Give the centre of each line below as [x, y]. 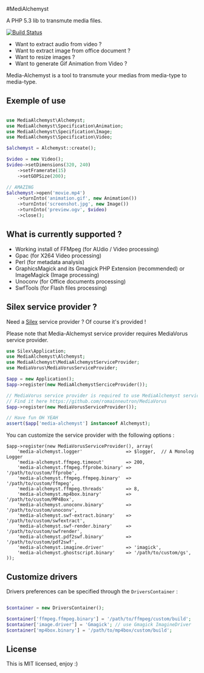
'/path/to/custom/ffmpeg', [40, 484]
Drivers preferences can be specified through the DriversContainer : [92, 591]
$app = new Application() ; [40, 379]
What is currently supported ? [64, 235]
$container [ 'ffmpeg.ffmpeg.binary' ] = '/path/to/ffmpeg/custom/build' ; [99, 619]
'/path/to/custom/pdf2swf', [42, 542]
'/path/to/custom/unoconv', [42, 511]
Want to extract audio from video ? [58, 44]
